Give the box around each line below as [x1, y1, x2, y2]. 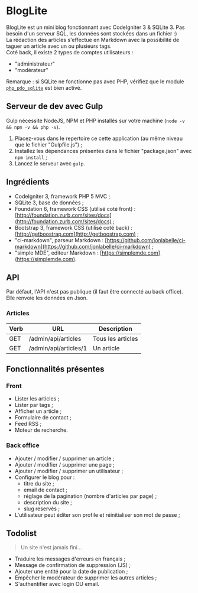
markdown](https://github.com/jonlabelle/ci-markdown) [14, 243, 151, 250]
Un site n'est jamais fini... [20, 544, 82, 551]
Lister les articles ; [14, 395, 60, 402]
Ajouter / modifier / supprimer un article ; [14, 455, 115, 462]
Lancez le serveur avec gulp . [14, 159, 86, 167]
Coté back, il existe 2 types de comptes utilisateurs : [6, 48, 134, 56]
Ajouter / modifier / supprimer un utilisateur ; [14, 467, 124, 474]
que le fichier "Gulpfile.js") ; [14, 141, 83, 148]
